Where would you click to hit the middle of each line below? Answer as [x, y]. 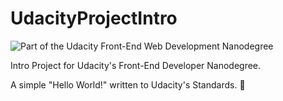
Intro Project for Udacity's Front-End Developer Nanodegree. [136, 65]
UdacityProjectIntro [94, 18]
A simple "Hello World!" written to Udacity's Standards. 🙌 [128, 84]
